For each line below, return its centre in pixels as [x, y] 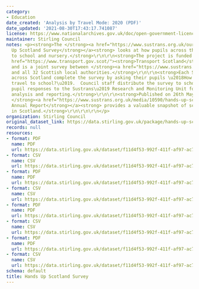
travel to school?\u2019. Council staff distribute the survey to [97, 84]
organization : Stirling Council [46, 116]
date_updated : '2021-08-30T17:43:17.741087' [62, 28]
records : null [24, 128]
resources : [20, 133]
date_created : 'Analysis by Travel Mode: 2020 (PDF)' [74, 23]
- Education [21, 17]
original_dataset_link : [36, 122]
